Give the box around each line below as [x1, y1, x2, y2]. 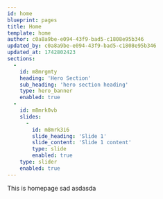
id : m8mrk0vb [19, 107, 58, 114]
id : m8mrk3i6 [32, 126, 70, 133]
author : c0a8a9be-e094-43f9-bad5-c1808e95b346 [7, 36, 144, 43]
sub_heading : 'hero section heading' [19, 81, 129, 88]
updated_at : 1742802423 [7, 49, 76, 56]
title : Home [7, 23, 42, 30]
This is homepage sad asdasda [7, 184, 96, 192]
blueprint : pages [7, 17, 58, 24]
